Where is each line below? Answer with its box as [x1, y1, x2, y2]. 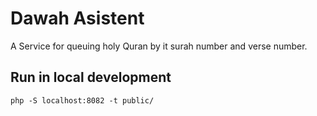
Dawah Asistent [10, 7, 145, 30]
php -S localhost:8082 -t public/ [10, 95, 155, 106]
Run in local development [10, 69, 172, 86]
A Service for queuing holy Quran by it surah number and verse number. [10, 40, 308, 52]
